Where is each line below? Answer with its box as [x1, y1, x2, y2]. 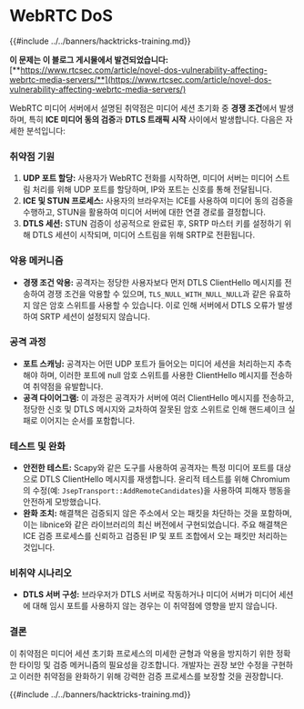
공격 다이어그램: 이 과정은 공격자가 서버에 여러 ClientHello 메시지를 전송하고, [22, 392, 294, 403]
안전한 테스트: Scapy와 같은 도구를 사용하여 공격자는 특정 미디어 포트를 [22, 463, 275, 474]
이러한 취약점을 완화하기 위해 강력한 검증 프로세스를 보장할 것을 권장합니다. [18, 670, 284, 682]
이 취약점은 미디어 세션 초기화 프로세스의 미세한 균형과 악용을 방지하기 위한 [9, 647, 275, 659]
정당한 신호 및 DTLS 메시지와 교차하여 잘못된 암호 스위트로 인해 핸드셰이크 [22, 404, 287, 414]
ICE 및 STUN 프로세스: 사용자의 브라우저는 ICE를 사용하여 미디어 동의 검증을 [22, 195, 294, 206]
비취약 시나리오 [9, 567, 73, 580]
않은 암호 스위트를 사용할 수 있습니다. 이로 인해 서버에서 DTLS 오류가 [32, 299, 276, 310]
